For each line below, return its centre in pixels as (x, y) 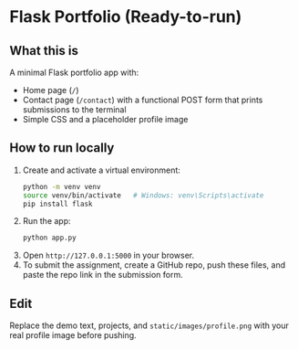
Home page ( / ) (51, 90)
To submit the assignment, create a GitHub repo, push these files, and (154, 265)
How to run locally (62, 148)
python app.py (49, 238)
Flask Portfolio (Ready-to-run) (126, 17)
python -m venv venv (62, 186)
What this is (44, 51)
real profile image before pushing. (73, 335)
